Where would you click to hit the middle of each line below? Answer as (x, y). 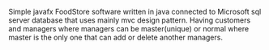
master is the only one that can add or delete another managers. (115, 37)
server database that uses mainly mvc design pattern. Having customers (130, 20)
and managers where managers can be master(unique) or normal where (129, 29)
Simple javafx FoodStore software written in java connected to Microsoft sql (135, 12)
